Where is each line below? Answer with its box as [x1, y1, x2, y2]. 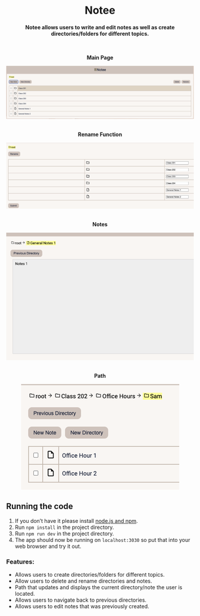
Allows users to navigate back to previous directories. [14, 596, 147, 603]
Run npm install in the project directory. [14, 523, 114, 531]
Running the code [6, 501, 73, 512]
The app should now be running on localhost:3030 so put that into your [14, 536, 190, 543]
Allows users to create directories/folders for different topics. [14, 571, 165, 578]
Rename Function [77, 131, 123, 138]
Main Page [86, 54, 114, 61]
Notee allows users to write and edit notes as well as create [25, 23, 175, 30]
